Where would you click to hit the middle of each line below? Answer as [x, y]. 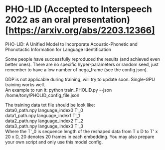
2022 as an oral [38, 20]
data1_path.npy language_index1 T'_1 [43, 115]
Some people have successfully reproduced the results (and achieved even [83, 59]
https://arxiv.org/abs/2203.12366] [82, 30]
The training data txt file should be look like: [50, 105]
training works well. [25, 84]
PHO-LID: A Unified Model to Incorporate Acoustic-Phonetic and [72, 44]
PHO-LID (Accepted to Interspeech [79, 9]
